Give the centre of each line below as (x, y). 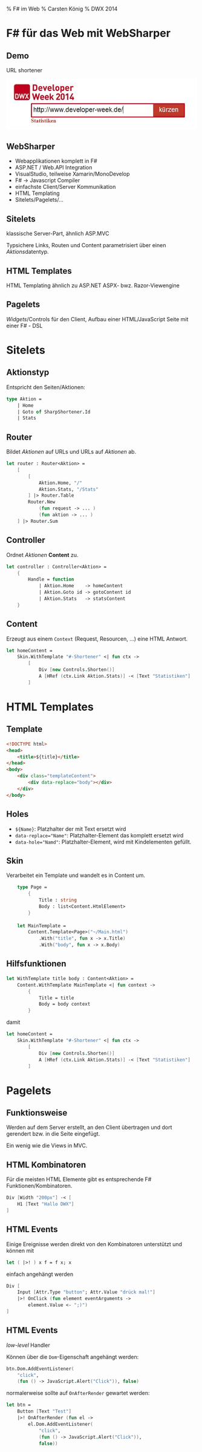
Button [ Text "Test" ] (44, 1411)
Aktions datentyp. (28, 252)
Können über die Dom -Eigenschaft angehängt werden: (73, 1357)
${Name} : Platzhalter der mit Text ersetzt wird (70, 829)
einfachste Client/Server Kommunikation (65, 187)
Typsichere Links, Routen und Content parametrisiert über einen (86, 245)
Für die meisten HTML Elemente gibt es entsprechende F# (79, 1179)
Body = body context (64, 1004)
